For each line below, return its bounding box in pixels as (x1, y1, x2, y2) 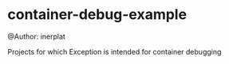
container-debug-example (7, 6, 188, 24)
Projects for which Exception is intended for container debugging (7, 47, 222, 56)
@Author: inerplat (7, 32, 65, 41)
